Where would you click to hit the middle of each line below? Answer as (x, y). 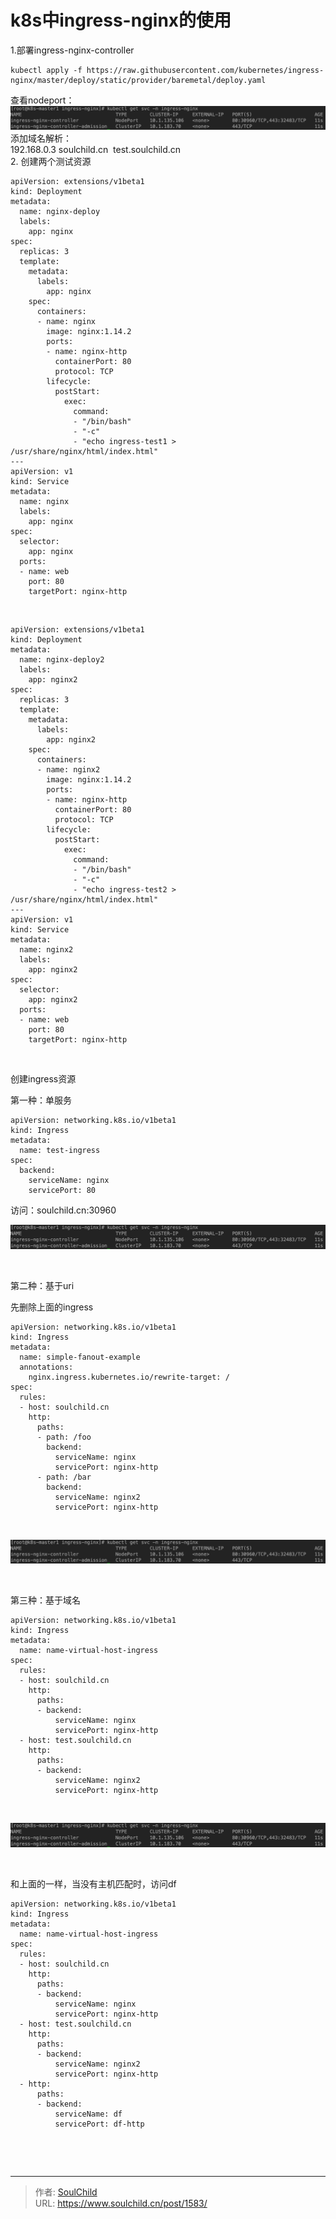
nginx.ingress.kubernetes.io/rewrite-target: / (129, 1377)
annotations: (46, 1367)
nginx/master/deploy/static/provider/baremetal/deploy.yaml (138, 80)
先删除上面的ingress (52, 1307)
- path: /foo (64, 1437)
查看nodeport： (42, 100)
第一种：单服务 (41, 1100)
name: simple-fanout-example (80, 1357)
